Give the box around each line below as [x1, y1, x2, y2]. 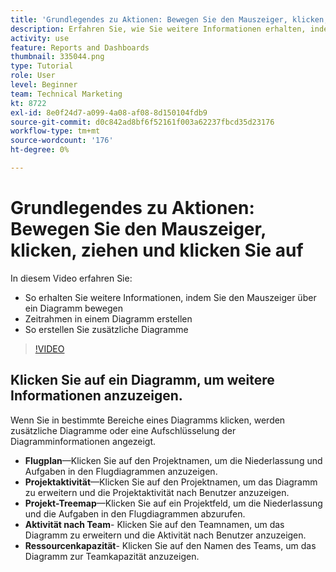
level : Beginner [10, 80, 78, 90]
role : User [10, 71, 56, 81]
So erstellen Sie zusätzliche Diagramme [24, 323, 189, 335]
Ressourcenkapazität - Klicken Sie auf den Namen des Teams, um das [24, 539, 317, 551]
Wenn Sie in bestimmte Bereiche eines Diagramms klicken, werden [10, 414, 286, 426]
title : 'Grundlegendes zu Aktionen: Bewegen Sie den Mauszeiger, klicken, [10, 14, 329, 25]
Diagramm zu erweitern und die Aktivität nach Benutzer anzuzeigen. [24, 529, 307, 541]
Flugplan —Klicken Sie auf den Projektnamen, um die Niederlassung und [24, 454, 323, 466]
